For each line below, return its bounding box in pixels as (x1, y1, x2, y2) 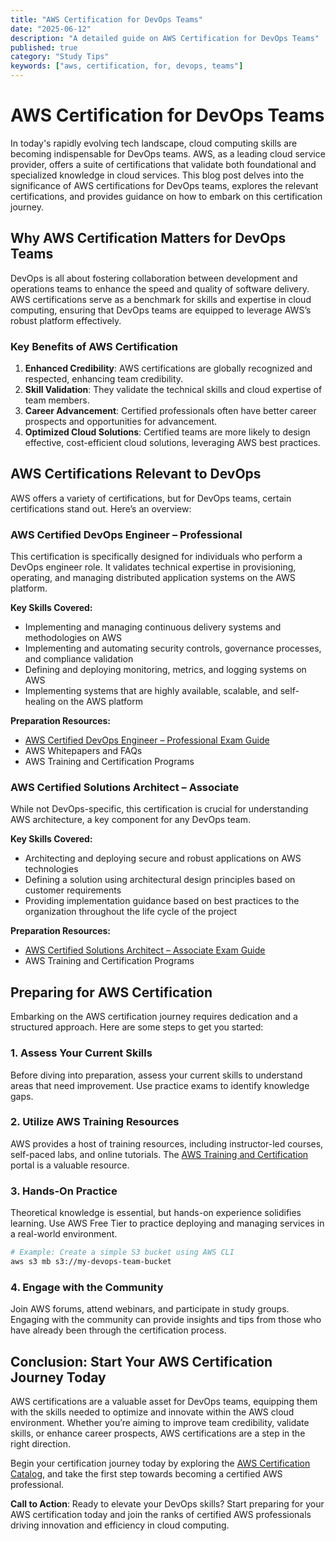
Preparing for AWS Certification (10, 984, 213, 1001)
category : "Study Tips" (10, 52, 110, 62)
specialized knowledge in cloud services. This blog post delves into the (10, 169, 305, 181)
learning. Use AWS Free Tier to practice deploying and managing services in (10, 1217, 325, 1230)
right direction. (10, 1438, 72, 1450)
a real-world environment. (10, 1228, 118, 1240)
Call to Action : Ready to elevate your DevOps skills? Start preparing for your (10, 1498, 325, 1510)
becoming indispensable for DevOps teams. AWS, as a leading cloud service (10, 147, 326, 160)
